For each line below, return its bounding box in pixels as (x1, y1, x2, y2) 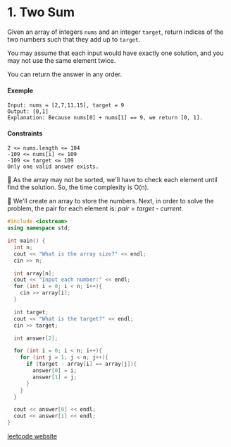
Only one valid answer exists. (7, 163, 99, 170)
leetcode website (7, 432, 58, 441)
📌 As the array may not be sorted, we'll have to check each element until (7, 176, 218, 184)
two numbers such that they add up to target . (7, 35, 141, 43)
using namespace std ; (7, 225, 71, 232)
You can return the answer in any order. (7, 70, 122, 78)
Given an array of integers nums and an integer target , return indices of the (7, 28, 224, 36)
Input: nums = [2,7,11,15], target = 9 (7, 102, 125, 109)
